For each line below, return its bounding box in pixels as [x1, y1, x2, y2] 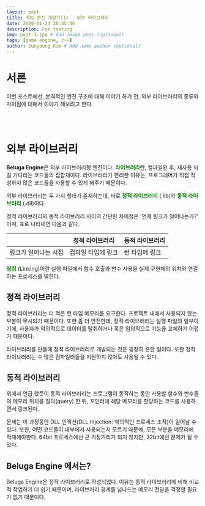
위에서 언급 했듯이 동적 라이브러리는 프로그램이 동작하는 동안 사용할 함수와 [6, 390, 183, 397]
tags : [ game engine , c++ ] [6, 37, 72, 43]
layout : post [6, 9, 40, 15]
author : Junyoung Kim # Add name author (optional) [6, 43, 141, 50]
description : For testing [6, 26, 72, 32]
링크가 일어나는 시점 [9, 248, 64, 257]
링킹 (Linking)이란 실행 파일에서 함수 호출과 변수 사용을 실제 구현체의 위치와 [6, 265, 187, 272]
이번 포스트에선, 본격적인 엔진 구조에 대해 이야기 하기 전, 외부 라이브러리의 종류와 [6, 92, 199, 100]
